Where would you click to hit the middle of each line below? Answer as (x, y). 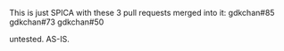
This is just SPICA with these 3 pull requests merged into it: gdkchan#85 (142, 13)
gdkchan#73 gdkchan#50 (57, 22)
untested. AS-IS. (39, 39)
